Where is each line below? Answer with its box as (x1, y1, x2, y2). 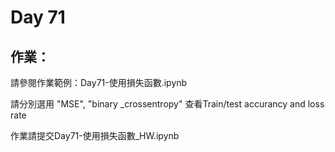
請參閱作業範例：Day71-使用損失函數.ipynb (10, 77, 188, 88)
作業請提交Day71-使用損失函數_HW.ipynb (10, 130, 180, 141)
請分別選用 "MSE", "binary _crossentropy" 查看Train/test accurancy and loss (10, 98, 325, 110)
